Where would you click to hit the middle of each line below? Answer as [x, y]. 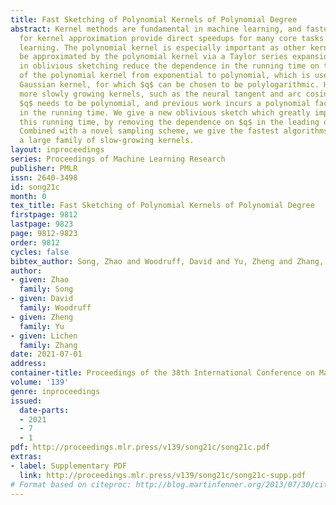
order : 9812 [35, 242]
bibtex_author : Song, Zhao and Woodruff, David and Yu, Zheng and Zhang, [167, 261]
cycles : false [40, 252]
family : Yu [42, 326]
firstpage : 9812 [44, 215]
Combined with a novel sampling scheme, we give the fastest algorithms [174, 131]
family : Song [46, 289]
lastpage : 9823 [42, 224]
